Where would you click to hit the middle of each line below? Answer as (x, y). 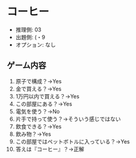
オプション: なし (36, 45)
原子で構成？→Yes (39, 81)
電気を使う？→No (38, 111)
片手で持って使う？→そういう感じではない (68, 119)
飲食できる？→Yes (39, 126)
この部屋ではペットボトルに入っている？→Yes (73, 141)
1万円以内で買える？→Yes (48, 96)
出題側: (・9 (30, 37)
